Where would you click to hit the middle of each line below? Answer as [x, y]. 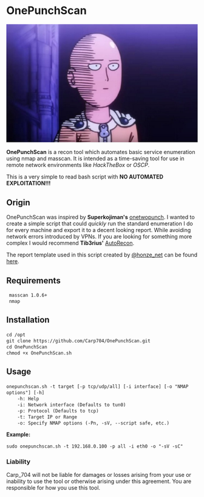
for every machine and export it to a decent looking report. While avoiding [99, 230]
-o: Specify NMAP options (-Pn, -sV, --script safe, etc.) [93, 423]
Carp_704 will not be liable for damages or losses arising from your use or [99, 475]
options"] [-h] [25, 393]
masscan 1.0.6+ [28, 295]
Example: [19, 434]
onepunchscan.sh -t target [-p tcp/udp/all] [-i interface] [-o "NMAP [97, 386]
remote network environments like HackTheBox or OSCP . [78, 165]
